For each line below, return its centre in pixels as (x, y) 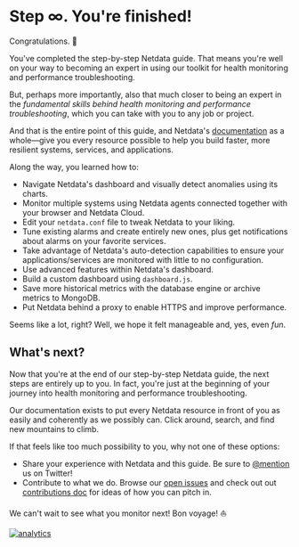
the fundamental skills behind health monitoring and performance (130, 103)
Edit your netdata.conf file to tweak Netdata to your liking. (129, 222)
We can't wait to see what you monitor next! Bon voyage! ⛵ (118, 513)
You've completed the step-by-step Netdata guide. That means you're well (146, 58)
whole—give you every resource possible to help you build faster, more (140, 140)
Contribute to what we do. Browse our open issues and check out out (149, 482)
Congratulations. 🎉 (43, 41)
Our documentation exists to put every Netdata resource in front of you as (145, 410)
